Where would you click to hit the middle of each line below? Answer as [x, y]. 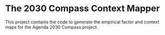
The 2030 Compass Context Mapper [82, 9]
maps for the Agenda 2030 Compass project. [52, 27]
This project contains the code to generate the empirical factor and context [82, 22]
